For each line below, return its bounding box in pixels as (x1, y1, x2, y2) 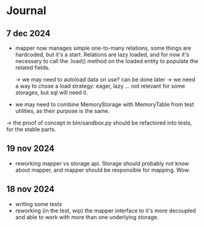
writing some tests (15, 200, 62, 207)
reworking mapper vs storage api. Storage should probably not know (15, 160, 189, 167)
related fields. (15, 64, 50, 71)
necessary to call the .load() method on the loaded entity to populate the (15, 58, 198, 64)
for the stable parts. (6, 126, 56, 133)
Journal (6, 4, 47, 18)
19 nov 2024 (6, 144, 55, 154)
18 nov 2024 (6, 184, 55, 194)
